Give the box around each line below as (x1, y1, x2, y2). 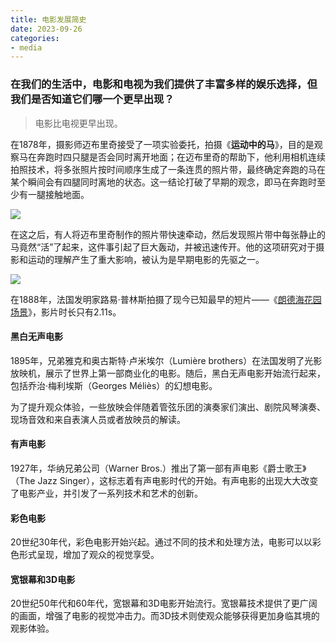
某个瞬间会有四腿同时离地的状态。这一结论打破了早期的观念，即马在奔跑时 (10, 176, 317, 188)
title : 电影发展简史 (10, 14, 87, 25)
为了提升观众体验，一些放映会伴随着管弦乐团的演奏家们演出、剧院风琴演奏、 (10, 401, 326, 413)
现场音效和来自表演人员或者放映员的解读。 (10, 413, 186, 425)
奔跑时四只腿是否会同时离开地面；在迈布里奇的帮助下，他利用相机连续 (36, 151, 326, 163)
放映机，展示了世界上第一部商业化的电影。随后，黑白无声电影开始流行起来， (10, 367, 326, 379)
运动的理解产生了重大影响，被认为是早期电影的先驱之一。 (27, 253, 265, 265)
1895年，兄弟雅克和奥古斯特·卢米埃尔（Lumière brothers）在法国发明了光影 (10, 354, 323, 366)
